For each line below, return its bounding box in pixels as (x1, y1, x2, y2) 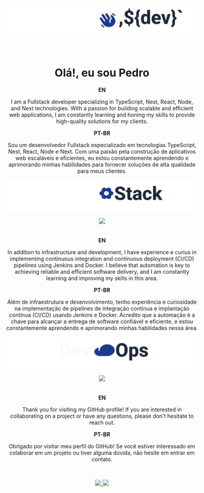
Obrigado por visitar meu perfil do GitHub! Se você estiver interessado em (9, 442, 195, 450)
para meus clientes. (77, 167, 127, 175)
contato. (91, 455, 113, 463)
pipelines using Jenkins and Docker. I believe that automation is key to (13, 262, 191, 269)
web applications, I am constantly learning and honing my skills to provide (9, 111, 195, 118)
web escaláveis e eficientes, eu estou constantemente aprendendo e (15, 154, 189, 162)
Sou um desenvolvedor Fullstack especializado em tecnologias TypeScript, (7, 141, 197, 148)
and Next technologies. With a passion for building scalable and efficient (10, 104, 194, 111)
